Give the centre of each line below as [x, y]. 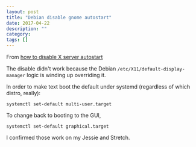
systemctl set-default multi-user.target [59, 104]
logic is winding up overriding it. [67, 75]
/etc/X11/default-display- [151, 69]
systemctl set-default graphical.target [58, 127]
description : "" [27, 29]
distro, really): [24, 93]
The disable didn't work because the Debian [61, 69]
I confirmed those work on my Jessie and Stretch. [68, 137]
